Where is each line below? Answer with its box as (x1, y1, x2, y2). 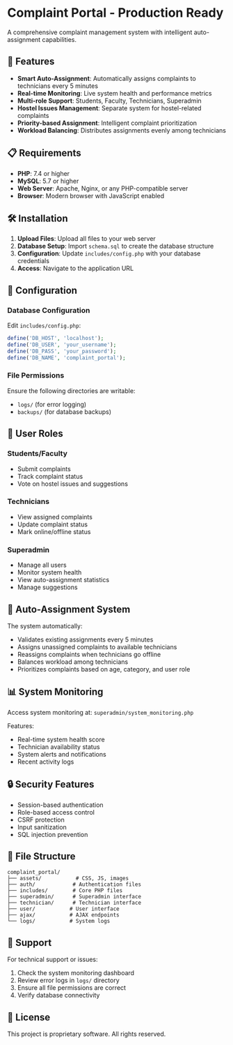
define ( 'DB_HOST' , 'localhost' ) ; (7, 335, 104, 342)
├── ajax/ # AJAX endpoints (7, 912, 120, 919)
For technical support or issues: (7, 955, 99, 964)
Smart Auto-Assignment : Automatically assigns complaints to (17, 74, 196, 82)
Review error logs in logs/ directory (17, 976, 120, 985)
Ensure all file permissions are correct (17, 984, 127, 992)
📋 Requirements (7, 147, 81, 159)
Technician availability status (17, 742, 100, 751)
